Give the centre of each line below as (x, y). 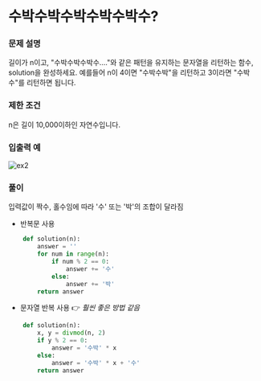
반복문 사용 (37, 224)
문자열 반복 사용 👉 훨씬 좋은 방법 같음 (80, 308)
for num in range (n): (73, 254)
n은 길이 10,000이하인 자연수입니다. (65, 125)
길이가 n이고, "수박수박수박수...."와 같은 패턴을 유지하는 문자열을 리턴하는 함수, (131, 63)
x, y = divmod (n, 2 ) (71, 333)
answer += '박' (90, 284)
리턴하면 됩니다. (51, 83)
